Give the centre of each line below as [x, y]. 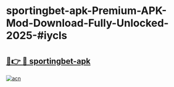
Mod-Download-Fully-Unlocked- [87, 23]
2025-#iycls [37, 36]
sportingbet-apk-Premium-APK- [86, 11]
